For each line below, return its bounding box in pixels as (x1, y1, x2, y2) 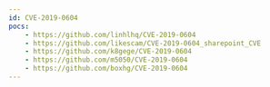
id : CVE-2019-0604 (8, 13, 78, 23)
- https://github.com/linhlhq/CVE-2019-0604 (25, 30, 196, 39)
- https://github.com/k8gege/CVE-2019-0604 (25, 47, 193, 56)
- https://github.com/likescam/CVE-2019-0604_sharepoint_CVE (25, 38, 261, 48)
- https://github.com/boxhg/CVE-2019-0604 (25, 64, 188, 73)
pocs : (8, 22, 29, 31)
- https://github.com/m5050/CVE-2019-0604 (25, 55, 188, 64)
